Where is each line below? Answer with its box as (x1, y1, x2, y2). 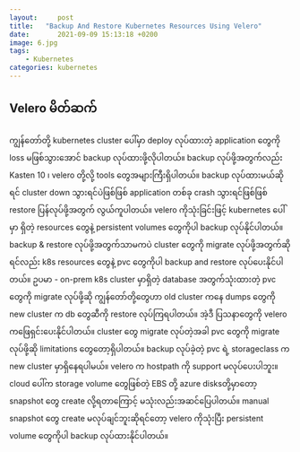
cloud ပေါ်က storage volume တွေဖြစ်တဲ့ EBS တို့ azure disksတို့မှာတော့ (9, 378, 258, 388)
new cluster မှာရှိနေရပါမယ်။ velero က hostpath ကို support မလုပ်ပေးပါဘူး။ (9, 361, 279, 371)
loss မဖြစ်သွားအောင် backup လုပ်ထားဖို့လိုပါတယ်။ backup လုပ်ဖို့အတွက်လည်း (9, 152, 283, 162)
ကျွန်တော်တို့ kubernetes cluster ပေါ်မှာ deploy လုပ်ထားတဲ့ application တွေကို (9, 135, 280, 145)
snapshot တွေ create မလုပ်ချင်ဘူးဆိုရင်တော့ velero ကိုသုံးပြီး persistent (9, 413, 264, 423)
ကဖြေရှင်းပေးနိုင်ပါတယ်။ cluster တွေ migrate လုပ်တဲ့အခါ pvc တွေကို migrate (9, 326, 280, 336)
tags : (9, 47, 30, 56)
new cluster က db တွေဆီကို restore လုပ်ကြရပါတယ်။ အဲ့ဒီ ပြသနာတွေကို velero (9, 309, 287, 319)
